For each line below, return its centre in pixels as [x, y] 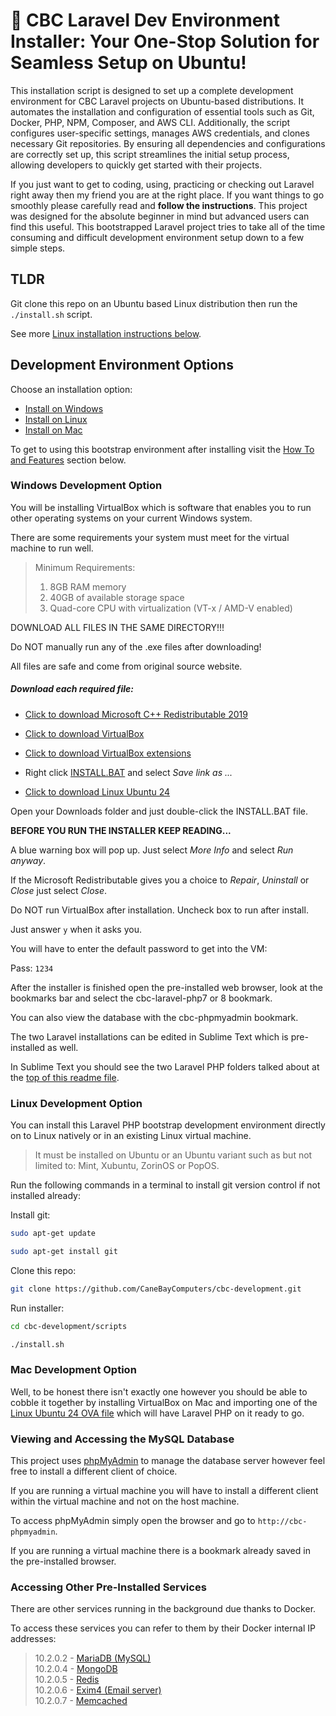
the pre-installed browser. [63, 1561]
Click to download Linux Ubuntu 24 [97, 791]
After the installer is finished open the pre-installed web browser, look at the [166, 987]
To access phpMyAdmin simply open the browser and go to [133, 1521]
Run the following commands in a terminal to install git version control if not [165, 1185]
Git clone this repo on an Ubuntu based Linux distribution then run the [154, 303]
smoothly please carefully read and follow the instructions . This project [159, 205]
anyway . [28, 860]
